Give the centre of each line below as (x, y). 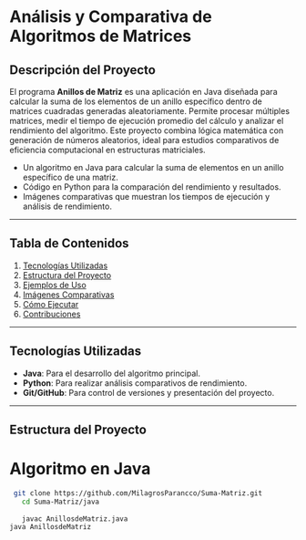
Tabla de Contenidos (69, 244)
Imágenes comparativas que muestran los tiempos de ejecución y (146, 197)
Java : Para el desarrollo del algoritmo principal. (111, 373)
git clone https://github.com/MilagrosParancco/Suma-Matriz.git (138, 493)
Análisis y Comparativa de (111, 17)
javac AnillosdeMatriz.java (75, 519)
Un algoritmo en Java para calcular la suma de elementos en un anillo (153, 167)
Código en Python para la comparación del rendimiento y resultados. (152, 187)
